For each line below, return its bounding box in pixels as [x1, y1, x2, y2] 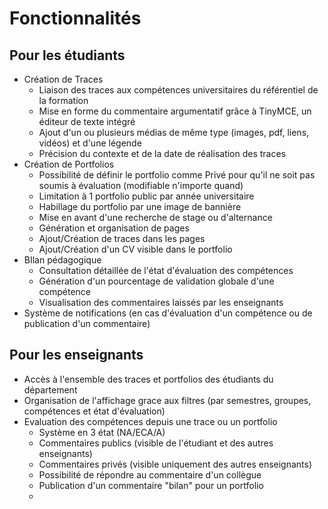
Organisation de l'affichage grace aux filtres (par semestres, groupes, [23, 394, 312, 406]
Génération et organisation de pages [38, 222, 190, 234]
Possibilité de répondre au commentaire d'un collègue [38, 468, 262, 481]
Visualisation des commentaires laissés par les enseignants [38, 297, 284, 308]
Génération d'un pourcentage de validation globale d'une [38, 275, 275, 287]
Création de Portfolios [23, 158, 115, 170]
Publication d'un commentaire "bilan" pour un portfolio [38, 479, 264, 491]
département [23, 383, 78, 396]
